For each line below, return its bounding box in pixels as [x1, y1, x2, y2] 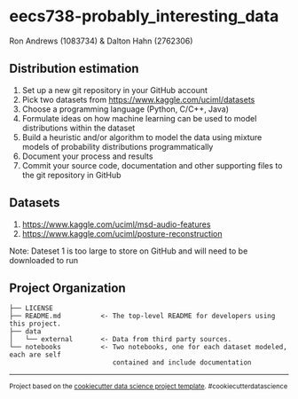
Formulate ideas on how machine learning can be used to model [21, 113, 257, 123]
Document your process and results [21, 151, 153, 161]
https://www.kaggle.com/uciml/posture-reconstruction [21, 228, 223, 239]
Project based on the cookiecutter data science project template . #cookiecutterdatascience [9, 382, 288, 391]
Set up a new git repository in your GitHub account [21, 84, 208, 95]
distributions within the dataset [21, 122, 136, 133]
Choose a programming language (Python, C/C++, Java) [21, 104, 229, 114]
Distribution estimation [9, 61, 139, 76]
